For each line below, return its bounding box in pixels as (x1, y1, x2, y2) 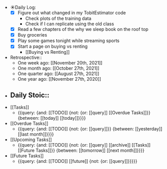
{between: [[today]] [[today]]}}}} (17, 115, 86, 121)
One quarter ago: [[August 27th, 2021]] (17, 71, 99, 77)
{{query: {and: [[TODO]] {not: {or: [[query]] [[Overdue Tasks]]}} (17, 110, 151, 116)
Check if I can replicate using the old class (25, 21, 114, 27)
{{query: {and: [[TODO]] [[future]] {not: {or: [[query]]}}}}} (17, 158, 138, 164)
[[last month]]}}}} (17, 131, 54, 138)
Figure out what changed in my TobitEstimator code (17, 10, 126, 16)
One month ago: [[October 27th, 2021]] (17, 65, 100, 72)
